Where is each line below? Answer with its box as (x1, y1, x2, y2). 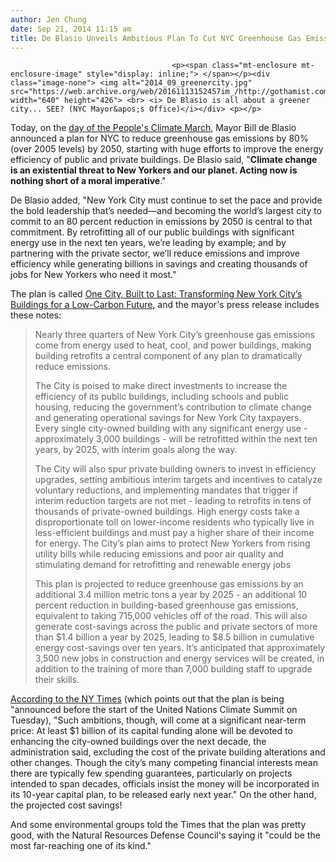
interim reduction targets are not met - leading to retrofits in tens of (34, 495, 312, 507)
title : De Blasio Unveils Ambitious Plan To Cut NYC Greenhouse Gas (10, 33, 302, 43)
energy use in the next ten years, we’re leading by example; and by (10, 237, 287, 249)
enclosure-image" (10, 69, 83, 80)
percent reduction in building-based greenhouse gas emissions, (34, 599, 299, 611)
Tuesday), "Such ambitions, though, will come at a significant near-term (10, 714, 307, 726)
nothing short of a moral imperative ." (10, 175, 167, 187)
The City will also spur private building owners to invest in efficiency (34, 463, 317, 475)
